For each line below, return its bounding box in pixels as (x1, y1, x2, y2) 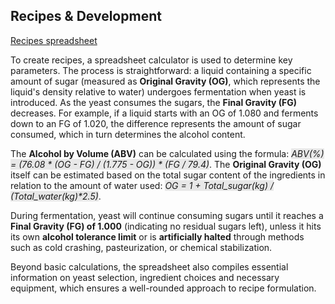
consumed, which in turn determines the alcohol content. (10, 128, 246, 140)
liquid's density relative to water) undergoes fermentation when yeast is (10, 85, 307, 98)
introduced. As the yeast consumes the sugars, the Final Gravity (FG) (10, 96, 298, 108)
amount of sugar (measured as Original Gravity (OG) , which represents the (10, 75, 321, 87)
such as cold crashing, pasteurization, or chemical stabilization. (10, 241, 273, 253)
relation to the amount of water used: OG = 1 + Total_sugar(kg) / (10, 179, 274, 191)
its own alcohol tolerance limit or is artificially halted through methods (10, 230, 305, 243)
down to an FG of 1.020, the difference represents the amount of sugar (10, 117, 302, 129)
